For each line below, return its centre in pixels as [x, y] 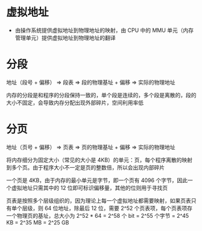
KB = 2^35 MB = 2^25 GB [38, 222]
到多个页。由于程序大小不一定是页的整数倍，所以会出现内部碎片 [85, 167]
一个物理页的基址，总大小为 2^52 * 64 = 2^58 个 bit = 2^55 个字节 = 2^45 [98, 215]
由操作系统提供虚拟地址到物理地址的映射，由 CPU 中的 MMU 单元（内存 [104, 30]
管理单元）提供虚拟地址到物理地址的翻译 [65, 37]
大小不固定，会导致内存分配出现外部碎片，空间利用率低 [75, 103]
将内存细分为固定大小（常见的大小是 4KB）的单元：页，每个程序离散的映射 [99, 160]
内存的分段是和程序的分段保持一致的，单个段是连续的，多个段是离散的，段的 [101, 95]
